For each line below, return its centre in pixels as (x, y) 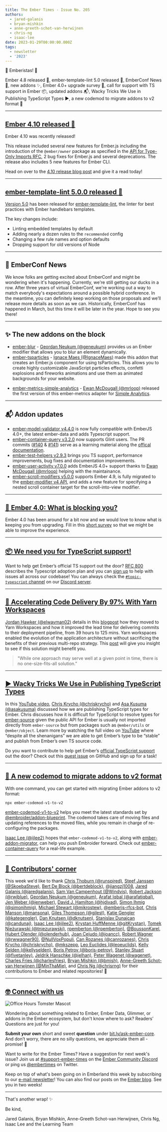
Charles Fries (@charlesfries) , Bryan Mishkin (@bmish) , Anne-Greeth (76, 961)
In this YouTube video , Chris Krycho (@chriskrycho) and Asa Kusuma (76, 704)
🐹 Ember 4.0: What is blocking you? (61, 508)
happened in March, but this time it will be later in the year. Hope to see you (83, 309)
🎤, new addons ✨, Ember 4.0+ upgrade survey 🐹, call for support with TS (80, 85)
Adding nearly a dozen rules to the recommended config (68, 234)
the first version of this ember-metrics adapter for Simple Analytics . (81, 393)
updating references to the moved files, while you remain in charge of (76, 823)
